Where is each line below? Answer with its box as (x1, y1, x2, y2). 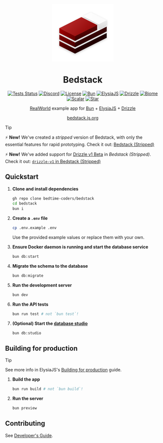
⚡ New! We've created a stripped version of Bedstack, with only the (5, 134, 143, 140)
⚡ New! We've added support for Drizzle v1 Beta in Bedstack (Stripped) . (5, 151, 151, 157)
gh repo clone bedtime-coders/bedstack (12, 196, 95, 201)
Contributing (5, 419, 45, 428)
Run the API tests (12, 301, 49, 307)
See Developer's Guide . (5, 432, 53, 438)
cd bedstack (12, 201, 37, 206)
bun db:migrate (12, 273, 44, 278)
